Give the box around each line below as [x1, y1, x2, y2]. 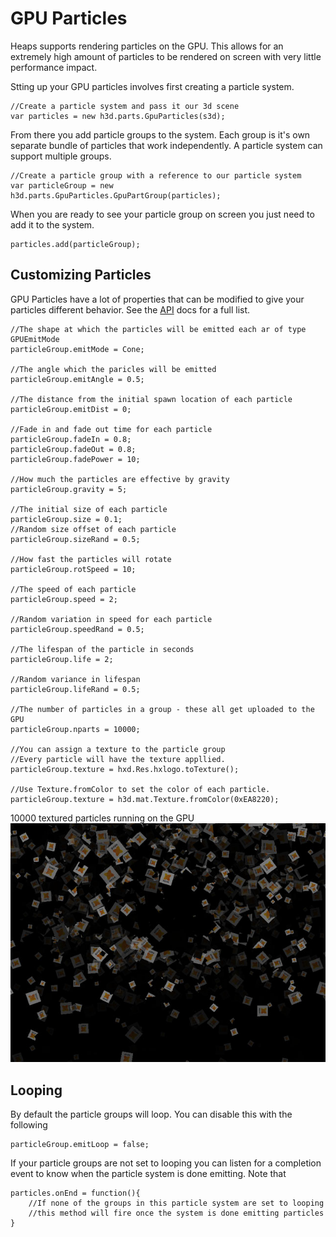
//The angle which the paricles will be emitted [10, 364, 217, 374]
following [10, 1119, 48, 1131]
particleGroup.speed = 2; [10, 594, 118, 604]
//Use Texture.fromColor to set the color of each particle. [10, 784, 271, 794]
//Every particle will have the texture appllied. [10, 754, 226, 764]
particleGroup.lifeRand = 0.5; [10, 684, 141, 694]
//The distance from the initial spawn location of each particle [10, 394, 293, 404]
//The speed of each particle [10, 584, 137, 594]
